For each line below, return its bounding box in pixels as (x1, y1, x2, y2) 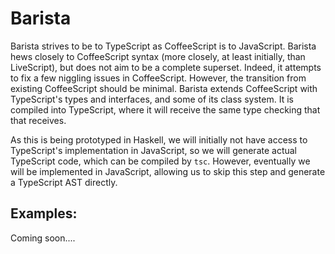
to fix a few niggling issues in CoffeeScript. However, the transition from (10, 72, 307, 84)
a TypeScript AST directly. (10, 176, 118, 188)
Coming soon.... (10, 232, 76, 244)
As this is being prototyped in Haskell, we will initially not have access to (10, 133, 308, 146)
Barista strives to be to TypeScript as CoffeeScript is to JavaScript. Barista (10, 40, 317, 52)
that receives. (10, 114, 67, 126)
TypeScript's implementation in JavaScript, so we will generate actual (10, 144, 298, 156)
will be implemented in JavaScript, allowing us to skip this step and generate (10, 165, 326, 177)
